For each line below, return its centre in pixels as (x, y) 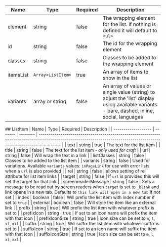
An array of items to (126, 72)
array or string (50, 102)
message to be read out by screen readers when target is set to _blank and (82, 187)
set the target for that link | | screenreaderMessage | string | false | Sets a (80, 182)
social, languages (123, 117)
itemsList (18, 75)
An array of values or (127, 86)
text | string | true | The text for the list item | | (114, 145)
